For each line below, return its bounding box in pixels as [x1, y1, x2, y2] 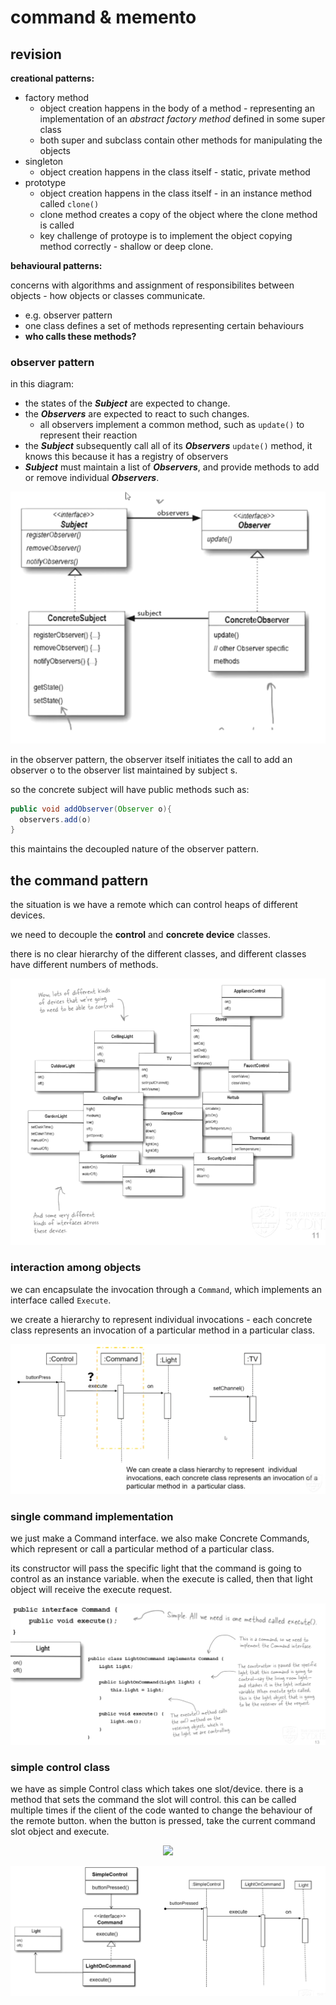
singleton [24, 156, 64, 167]
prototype [24, 177, 67, 188]
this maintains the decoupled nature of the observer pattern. [10, 843, 259, 855]
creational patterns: [10, 72, 95, 84]
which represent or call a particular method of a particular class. [10, 1543, 275, 1555]
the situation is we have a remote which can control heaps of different [10, 899, 298, 911]
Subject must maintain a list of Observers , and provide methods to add [24, 461, 320, 473]
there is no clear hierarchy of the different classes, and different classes [10, 948, 307, 960]
